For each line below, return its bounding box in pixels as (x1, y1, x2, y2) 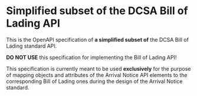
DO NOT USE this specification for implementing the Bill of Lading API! (6, 54, 177, 61)
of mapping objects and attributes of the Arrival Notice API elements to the (6, 71, 188, 78)
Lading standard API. (6, 42, 57, 49)
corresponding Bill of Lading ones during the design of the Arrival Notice (6, 78, 183, 85)
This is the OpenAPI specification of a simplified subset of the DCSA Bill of (6, 36, 189, 43)
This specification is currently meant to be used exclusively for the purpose (6, 65, 191, 72)
